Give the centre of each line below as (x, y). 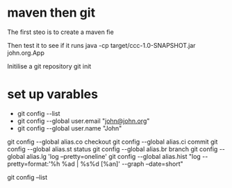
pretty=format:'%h (34, 164)
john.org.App (26, 53)
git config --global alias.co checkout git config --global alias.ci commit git (113, 142)
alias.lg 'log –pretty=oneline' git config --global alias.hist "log (114, 156)
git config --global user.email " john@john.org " (83, 121)
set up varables (53, 94)
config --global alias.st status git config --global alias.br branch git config (113, 149)
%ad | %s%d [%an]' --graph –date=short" (123, 164)
